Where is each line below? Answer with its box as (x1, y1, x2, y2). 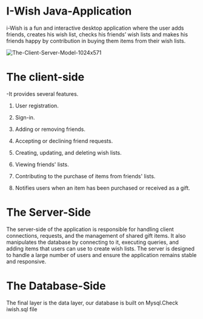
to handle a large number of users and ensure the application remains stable (6, 251, 197, 258)
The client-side (6, 70, 85, 84)
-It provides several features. (6, 90, 79, 98)
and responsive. (6, 258, 47, 265)
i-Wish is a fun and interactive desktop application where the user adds (6, 24, 184, 32)
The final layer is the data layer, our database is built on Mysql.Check (6, 299, 179, 306)
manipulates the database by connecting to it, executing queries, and (6, 238, 179, 246)
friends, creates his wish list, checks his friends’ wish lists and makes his (6, 30, 188, 38)
